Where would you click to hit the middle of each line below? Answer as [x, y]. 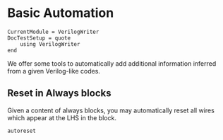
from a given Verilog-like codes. [54, 71]
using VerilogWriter [50, 44]
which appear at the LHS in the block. [62, 117]
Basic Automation [61, 13]
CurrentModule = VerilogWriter [53, 32]
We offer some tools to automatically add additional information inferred [112, 63]
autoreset [22, 131]
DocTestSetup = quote [39, 38]
